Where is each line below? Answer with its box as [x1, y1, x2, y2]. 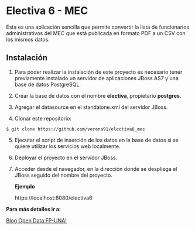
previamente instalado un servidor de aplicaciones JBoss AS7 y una [14, 74, 179, 81]
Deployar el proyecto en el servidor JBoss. [14, 154, 118, 161]
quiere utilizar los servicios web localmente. [14, 142, 121, 150]
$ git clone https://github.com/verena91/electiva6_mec [6, 126, 145, 132]
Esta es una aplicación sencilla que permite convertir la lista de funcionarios [6, 23, 190, 30]
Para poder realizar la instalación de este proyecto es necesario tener [14, 68, 183, 75]
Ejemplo [14, 183, 35, 190]
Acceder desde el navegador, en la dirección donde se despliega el [14, 165, 177, 172]
